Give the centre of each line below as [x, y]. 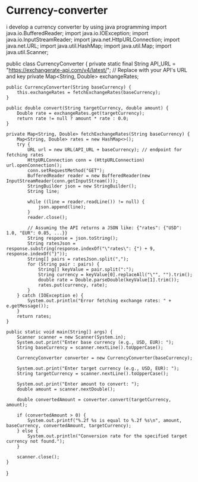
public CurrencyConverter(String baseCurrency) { [69, 87]
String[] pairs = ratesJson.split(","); [78, 259]
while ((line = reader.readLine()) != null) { [86, 202]
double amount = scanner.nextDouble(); [66, 389]
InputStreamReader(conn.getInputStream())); [62, 181]
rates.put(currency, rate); [73, 285]
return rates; [34, 316]
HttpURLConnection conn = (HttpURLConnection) [86, 160]
